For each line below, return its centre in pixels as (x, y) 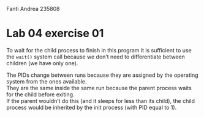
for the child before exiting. (40, 94)
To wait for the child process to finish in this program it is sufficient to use (99, 50)
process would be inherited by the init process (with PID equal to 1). (92, 107)
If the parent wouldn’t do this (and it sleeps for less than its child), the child (100, 101)
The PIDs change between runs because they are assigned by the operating (102, 75)
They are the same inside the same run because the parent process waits (99, 88)
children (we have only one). (42, 63)
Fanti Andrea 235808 (33, 9)
